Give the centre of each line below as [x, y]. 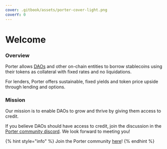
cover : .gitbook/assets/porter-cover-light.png [56, 10]
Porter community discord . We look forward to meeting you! [68, 131]
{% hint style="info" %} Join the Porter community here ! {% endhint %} [80, 141]
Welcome [26, 40]
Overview [17, 55]
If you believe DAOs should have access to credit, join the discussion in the [83, 126]
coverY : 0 [16, 15]
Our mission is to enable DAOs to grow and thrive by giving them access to [83, 111]
